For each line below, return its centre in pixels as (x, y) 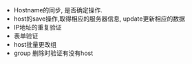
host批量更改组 (35, 44)
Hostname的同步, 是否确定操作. (58, 10)
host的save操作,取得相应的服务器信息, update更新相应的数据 (99, 19)
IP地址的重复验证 (38, 27)
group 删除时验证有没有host (53, 53)
